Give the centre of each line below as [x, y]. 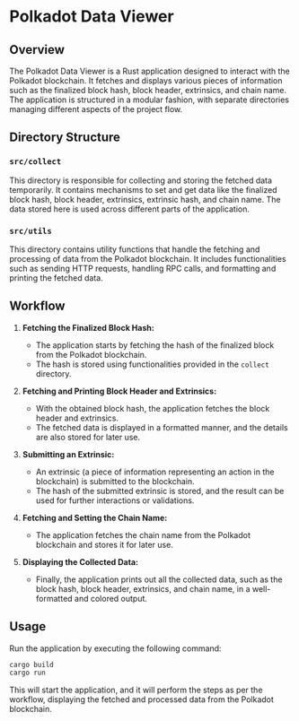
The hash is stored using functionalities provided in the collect [152, 364]
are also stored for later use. [88, 437]
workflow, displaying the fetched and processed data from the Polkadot [141, 699]
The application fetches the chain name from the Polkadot [143, 534]
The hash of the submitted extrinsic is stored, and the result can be [160, 491]
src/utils [31, 231]
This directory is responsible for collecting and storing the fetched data [141, 180]
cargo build [31, 665]
